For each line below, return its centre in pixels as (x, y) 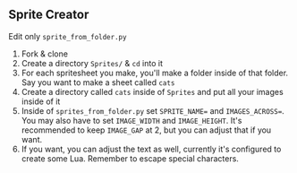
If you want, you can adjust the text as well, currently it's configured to (151, 149)
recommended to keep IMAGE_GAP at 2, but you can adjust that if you (146, 130)
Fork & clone (45, 54)
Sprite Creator (49, 15)
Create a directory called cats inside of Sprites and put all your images (152, 91)
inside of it (41, 101)
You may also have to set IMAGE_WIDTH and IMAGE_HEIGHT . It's (132, 120)
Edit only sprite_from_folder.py (68, 36)
